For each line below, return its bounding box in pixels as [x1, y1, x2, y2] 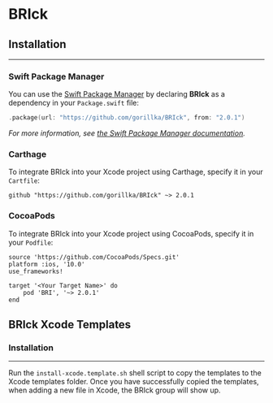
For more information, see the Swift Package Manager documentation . [8, 128, 245, 138]
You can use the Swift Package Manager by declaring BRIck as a [8, 89, 226, 99]
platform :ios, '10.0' [8, 260, 85, 268]
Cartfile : [8, 175, 41, 185]
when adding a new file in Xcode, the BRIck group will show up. [8, 385, 221, 395]
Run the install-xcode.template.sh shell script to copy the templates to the [8, 368, 262, 378]
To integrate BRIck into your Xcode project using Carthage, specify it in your [8, 167, 263, 177]
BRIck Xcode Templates [8, 318, 132, 331]
